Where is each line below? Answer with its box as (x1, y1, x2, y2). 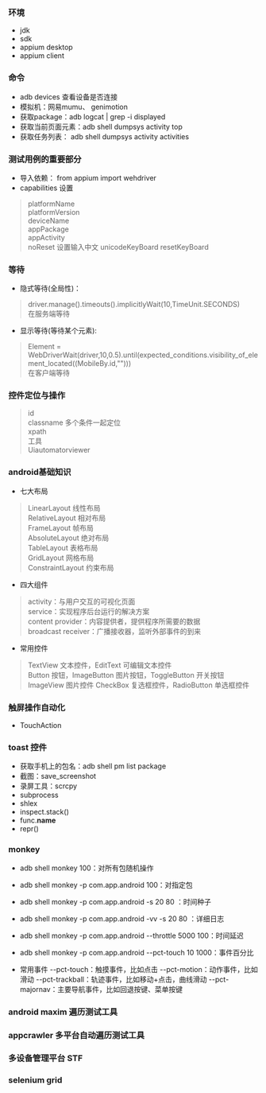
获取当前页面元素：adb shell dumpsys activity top (19, 122, 183, 131)
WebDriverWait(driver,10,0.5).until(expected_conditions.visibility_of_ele (27, 350, 258, 360)
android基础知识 (8, 467, 71, 478)
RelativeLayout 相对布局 (27, 513, 106, 523)
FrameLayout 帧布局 (27, 523, 94, 532)
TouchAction (19, 721, 62, 730)
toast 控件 (8, 742, 48, 753)
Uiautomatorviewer (27, 445, 91, 455)
